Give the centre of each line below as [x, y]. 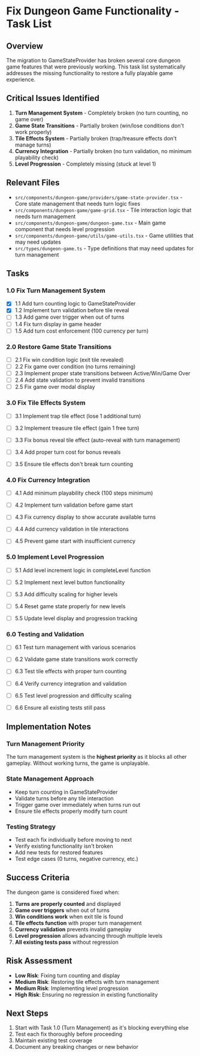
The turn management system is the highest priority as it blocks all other [97, 757]
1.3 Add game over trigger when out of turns [69, 317]
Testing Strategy [31, 827]
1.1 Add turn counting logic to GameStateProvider [75, 304]
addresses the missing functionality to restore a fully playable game [90, 73]
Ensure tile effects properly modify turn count [71, 811]
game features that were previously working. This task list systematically [96, 67]
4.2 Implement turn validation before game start [74, 505]
